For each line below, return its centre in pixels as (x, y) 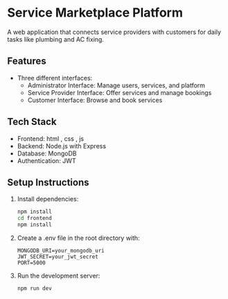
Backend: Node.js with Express (61, 146)
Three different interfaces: (55, 78)
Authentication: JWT (46, 160)
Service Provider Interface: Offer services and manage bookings (120, 92)
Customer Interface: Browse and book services (95, 100)
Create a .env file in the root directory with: (78, 238)
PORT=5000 (32, 263)
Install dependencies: (48, 199)
